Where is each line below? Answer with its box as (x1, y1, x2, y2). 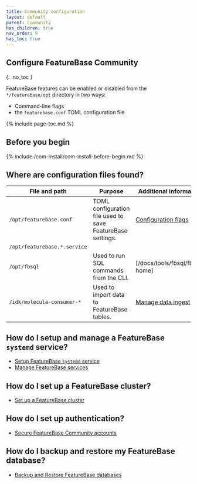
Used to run (93, 251, 125, 260)
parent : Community (6, 19, 51, 25)
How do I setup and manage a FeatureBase (6, 333, 165, 343)
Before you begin (6, 137, 70, 147)
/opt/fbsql (9, 263, 39, 270)
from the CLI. (93, 274, 129, 282)
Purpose (99, 187, 124, 195)
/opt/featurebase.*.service (9, 244, 87, 250)
